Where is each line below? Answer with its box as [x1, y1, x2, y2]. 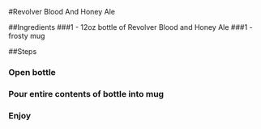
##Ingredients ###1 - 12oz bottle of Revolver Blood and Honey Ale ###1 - [8, 23, 253, 31]
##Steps [8, 47, 37, 56]
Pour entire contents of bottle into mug [8, 88, 165, 99]
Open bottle [8, 66, 57, 77]
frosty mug [8, 31, 45, 40]
